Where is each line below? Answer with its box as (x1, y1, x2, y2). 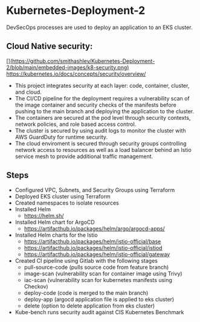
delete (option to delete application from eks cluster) (24, 302, 155, 309)
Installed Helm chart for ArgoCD (15, 218, 95, 226)
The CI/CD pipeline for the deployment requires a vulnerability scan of (15, 94, 190, 102)
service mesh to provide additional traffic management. (15, 153, 153, 160)
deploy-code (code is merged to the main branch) (24, 289, 149, 297)
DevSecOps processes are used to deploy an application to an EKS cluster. (6, 24, 193, 31)
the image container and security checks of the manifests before (15, 101, 176, 108)
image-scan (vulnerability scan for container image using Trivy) (24, 270, 182, 277)
